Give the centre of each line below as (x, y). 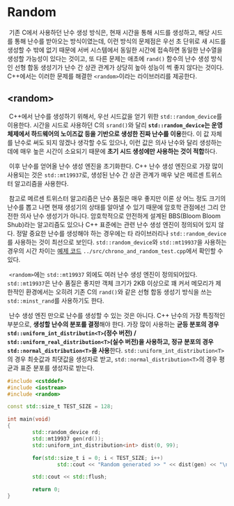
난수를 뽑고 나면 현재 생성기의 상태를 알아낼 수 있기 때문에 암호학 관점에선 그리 (113, 207)
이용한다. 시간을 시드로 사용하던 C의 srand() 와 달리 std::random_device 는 (109, 125)
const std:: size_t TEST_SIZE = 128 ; (60, 407)
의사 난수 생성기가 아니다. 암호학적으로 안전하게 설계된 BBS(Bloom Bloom (120, 216)
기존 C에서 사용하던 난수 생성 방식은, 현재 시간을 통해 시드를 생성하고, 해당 (109, 32)
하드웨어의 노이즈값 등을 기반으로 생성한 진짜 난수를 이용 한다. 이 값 (120, 133)
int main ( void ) (29, 419)
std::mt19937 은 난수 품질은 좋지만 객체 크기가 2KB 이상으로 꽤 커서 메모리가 (111, 283)
